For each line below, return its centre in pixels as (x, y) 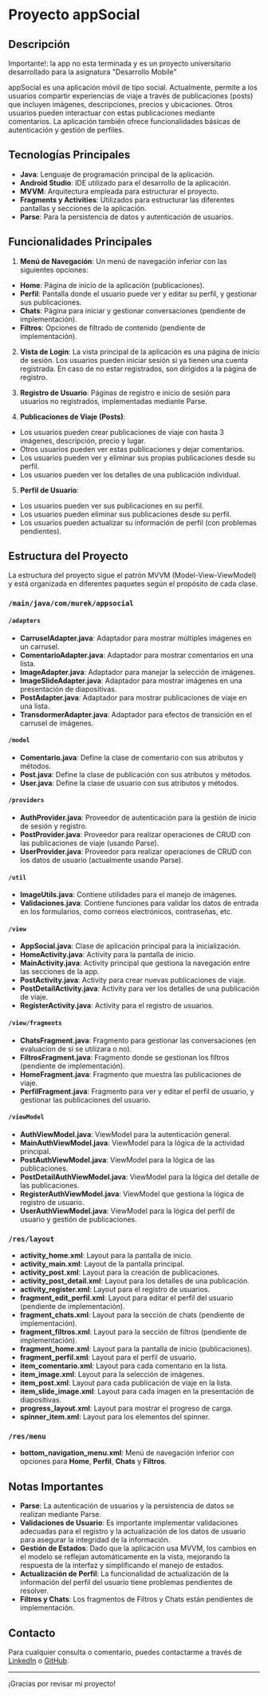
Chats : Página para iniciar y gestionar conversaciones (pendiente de (132, 310)
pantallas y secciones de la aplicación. (83, 208)
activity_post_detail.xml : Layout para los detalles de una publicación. (134, 1281)
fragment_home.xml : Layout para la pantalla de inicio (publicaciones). (136, 1349)
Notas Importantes (56, 1486)
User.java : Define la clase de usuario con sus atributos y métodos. (129, 783)
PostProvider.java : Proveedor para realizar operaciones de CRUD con (135, 834)
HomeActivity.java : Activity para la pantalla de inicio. (107, 955)
